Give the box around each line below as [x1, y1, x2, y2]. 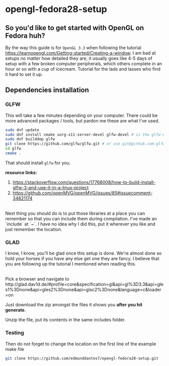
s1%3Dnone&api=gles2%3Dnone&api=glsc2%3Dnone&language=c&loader [5, 287, 162, 293]
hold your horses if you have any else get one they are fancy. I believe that [5, 256, 159, 262]
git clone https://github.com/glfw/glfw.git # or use [5, 142, 121, 147]
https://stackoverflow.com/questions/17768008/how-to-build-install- [12, 179, 156, 185]
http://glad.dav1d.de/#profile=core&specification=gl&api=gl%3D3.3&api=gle [5, 281, 164, 287]
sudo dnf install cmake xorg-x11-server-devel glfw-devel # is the [5, 132, 150, 137]
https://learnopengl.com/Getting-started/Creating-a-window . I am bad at [5, 50, 156, 56]
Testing [5, 329, 24, 336]
